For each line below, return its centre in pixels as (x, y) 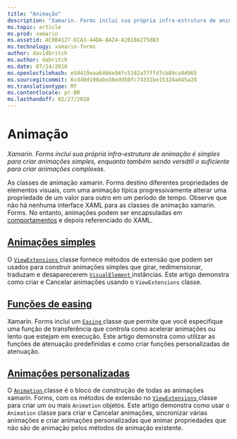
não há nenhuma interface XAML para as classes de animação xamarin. (111, 205)
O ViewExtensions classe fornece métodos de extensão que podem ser (110, 259)
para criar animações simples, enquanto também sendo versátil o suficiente (119, 161)
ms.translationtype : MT (42, 86)
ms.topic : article (34, 27)
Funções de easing (50, 304)
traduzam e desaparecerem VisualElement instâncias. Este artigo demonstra (118, 274)
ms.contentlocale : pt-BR (44, 93)
